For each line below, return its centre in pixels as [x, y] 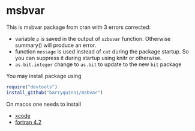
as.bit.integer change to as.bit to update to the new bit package [98, 64]
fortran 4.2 [28, 122]
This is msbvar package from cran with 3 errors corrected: [79, 27]
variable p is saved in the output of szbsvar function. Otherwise [93, 38]
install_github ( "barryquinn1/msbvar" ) [55, 93]
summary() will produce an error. [55, 45]
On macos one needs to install [44, 104]
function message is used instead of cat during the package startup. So [102, 51]
